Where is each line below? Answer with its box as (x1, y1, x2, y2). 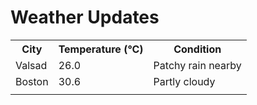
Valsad (15, 58, 48, 72)
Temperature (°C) (58, 42, 144, 56)
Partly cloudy (153, 74, 216, 88)
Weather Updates (10, 6, 160, 29)
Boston (15, 74, 49, 88)
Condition (173, 42, 222, 56)
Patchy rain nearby (153, 58, 242, 72)
